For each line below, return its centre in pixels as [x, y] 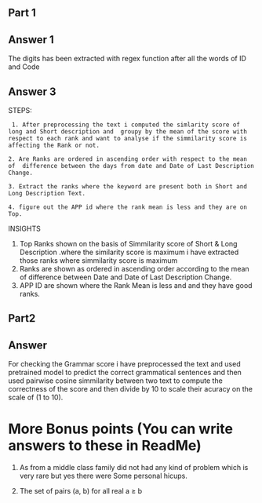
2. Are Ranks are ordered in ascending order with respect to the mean [127, 159]
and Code [24, 67]
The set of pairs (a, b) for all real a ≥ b [81, 491]
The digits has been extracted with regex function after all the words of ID [127, 59]
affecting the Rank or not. [54, 146]
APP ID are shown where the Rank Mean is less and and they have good [136, 286]
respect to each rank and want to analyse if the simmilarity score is [127, 139]
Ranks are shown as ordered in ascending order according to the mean [134, 269]
